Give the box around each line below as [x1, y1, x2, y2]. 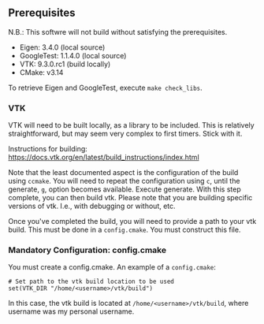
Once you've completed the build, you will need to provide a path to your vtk [8, 217, 257, 226]
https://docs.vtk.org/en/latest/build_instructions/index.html [8, 153, 199, 162]
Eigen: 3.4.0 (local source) [19, 43, 106, 52]
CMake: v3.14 [19, 67, 64, 77]
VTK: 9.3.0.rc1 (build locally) [19, 59, 111, 69]
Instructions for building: [8, 144, 88, 154]
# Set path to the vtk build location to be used [8, 277, 175, 286]
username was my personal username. [8, 307, 135, 316]
